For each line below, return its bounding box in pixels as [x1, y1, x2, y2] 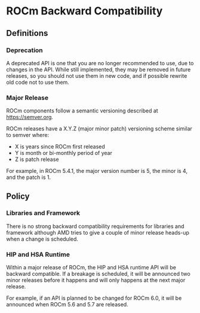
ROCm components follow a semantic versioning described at [6, 107, 158, 114]
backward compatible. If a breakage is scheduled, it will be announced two [6, 271, 191, 278]
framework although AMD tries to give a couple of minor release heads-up [6, 229, 190, 236]
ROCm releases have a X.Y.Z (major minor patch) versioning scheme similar [6, 125, 193, 132]
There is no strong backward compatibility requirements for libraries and [6, 223, 184, 230]
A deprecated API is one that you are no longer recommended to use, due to [6, 59, 194, 66]
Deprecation [6, 46, 43, 54]
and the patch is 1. [6, 174, 51, 181]
